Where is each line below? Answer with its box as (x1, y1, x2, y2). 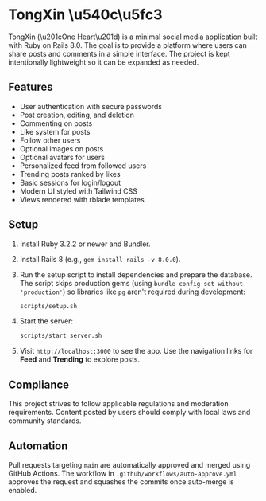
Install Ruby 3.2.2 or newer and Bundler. (19, 239, 151, 249)
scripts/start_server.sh (19, 332, 102, 340)
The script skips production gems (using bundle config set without (19, 278, 244, 288)
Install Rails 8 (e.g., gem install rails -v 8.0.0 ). (19, 254, 181, 264)
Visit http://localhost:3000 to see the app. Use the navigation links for (19, 346, 253, 356)
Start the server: (19, 316, 74, 326)
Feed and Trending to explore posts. (19, 354, 141, 364)
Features (8, 80, 53, 94)
